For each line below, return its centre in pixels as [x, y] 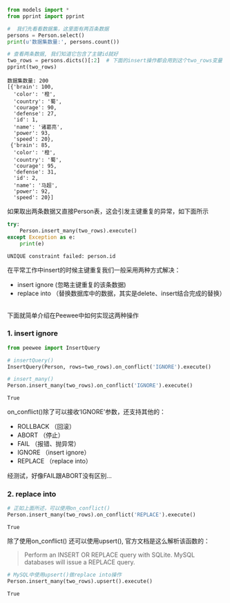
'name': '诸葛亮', [38, 127]
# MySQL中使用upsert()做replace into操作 [65, 575]
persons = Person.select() [46, 35]
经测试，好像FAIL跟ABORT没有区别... [59, 476]
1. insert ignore [33, 333]
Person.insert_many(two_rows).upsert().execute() [80, 582]
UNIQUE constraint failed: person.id [61, 256]
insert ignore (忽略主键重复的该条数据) [71, 284]
